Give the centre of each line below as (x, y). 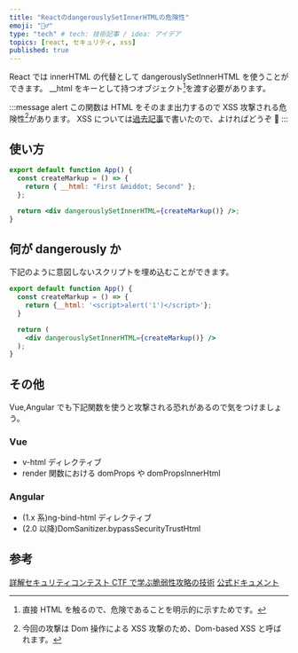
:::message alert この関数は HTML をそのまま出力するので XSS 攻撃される (144, 106)
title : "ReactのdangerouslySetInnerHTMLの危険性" (99, 17)
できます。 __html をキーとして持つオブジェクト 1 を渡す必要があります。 (140, 87)
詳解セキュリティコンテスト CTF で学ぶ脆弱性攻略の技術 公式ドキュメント (144, 582)
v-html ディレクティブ (62, 462)
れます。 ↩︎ (42, 639)
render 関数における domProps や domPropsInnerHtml (121, 473)
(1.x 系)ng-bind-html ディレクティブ (87, 517)
